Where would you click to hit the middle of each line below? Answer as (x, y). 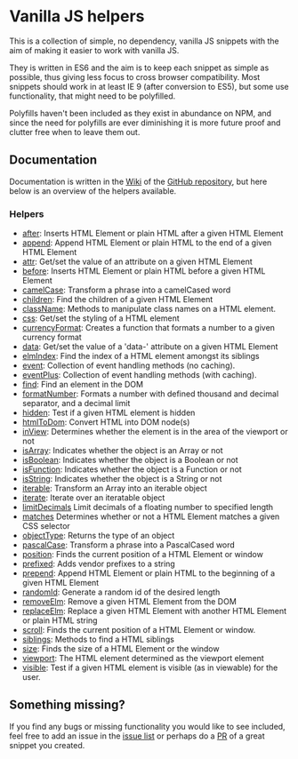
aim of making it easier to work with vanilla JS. (94, 50)
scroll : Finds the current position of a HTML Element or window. (139, 630)
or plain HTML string (60, 620)
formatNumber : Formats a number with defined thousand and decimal (150, 394)
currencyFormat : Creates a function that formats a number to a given (149, 328)
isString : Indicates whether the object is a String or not (122, 479)
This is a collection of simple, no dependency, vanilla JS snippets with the (145, 41)
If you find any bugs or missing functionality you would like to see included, (148, 726)
